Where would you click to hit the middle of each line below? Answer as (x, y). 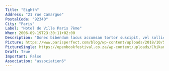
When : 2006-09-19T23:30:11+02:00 (40, 33)
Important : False (23, 56)
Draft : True (18, 51)
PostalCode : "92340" (27, 19)
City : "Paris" (20, 24)
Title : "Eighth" (22, 10)
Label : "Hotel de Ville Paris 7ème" (44, 28)
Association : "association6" (36, 61)
